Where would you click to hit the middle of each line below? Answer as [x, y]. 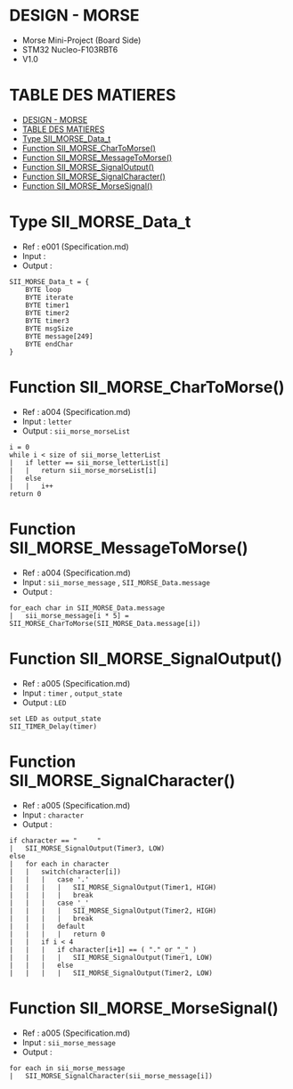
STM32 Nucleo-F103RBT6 [70, 49]
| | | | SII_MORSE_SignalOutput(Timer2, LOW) [111, 973]
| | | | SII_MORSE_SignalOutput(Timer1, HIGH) [113, 887]
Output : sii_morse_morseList [76, 431]
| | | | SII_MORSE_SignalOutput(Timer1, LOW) [111, 957]
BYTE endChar [49, 344]
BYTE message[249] [59, 336]
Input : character [53, 815]
